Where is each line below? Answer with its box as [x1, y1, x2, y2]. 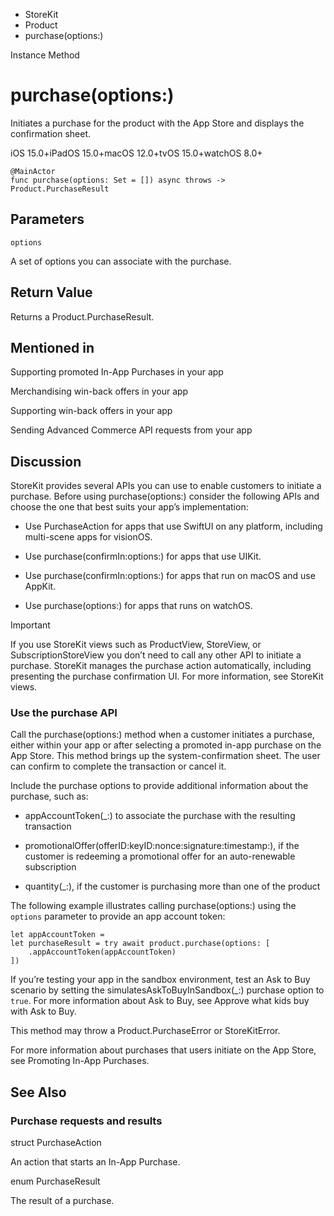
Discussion [10, 453, 82, 470]
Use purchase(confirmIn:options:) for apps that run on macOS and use [24, 570, 316, 582]
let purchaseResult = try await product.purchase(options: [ [10, 939, 271, 949]
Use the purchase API [10, 706, 118, 720]
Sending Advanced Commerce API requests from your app [10, 424, 253, 436]
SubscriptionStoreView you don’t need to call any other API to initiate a [10, 649, 302, 661]
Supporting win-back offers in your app [10, 405, 173, 417]
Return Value [10, 284, 93, 301]
